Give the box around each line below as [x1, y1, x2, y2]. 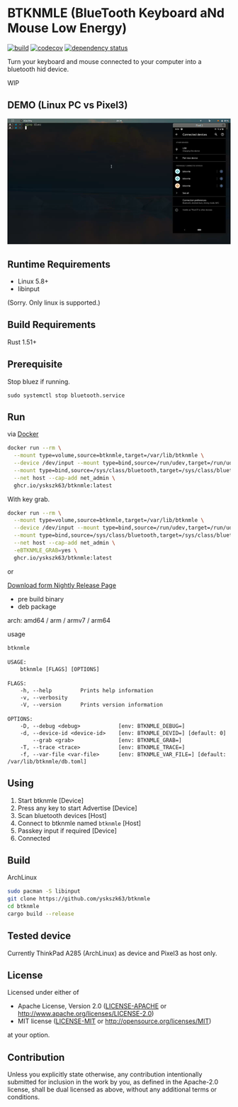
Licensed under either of [7, 988, 79, 997]
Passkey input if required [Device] [17, 826, 117, 835]
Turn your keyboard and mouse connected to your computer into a [7, 57, 202, 65]
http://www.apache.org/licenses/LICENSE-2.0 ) [17, 1010, 154, 1018]
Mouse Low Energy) [7, 20, 127, 36]
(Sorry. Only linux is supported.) [7, 298, 101, 307]
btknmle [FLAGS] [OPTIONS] [20, 665, 100, 672]
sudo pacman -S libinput [7, 888, 81, 895]
